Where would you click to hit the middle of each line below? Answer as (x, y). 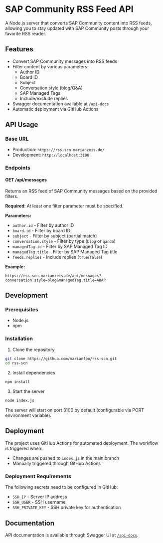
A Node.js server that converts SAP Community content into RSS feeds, (79, 23)
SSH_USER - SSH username (39, 502)
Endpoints (18, 168)
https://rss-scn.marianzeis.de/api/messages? (53, 276)
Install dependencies (34, 373)
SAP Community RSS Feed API (69, 9)
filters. (12, 196)
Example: (15, 267)
